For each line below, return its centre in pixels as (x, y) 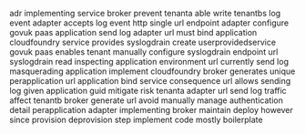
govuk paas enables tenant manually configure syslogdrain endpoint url (144, 52)
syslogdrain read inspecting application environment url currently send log (149, 62)
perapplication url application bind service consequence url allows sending (150, 81)
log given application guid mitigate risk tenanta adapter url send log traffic (148, 91)
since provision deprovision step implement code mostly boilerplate (136, 119)
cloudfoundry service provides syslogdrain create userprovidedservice (142, 42)
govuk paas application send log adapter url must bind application (133, 32)
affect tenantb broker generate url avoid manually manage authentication (147, 100)
